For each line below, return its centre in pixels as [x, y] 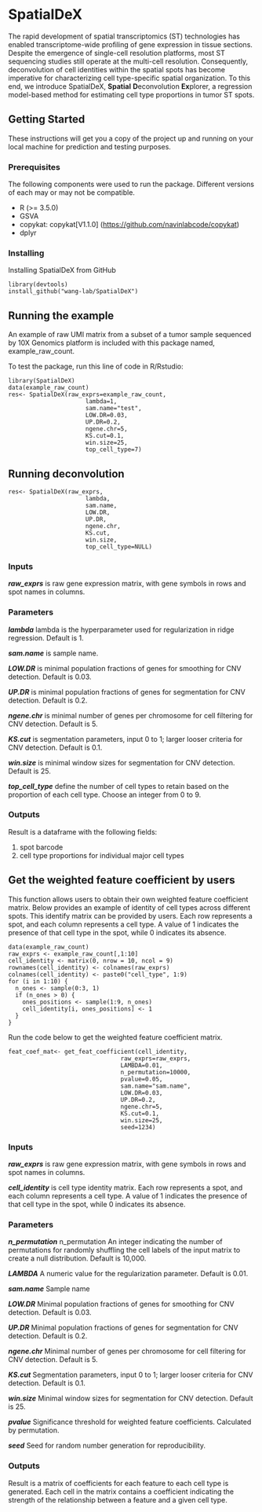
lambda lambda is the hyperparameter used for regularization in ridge [121, 629]
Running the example [61, 316]
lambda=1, [101, 402]
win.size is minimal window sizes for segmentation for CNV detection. [122, 762]
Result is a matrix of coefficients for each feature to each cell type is [118, 1483]
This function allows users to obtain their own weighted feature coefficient [128, 899]
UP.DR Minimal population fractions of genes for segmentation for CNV [123, 1328]
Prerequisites [34, 167]
